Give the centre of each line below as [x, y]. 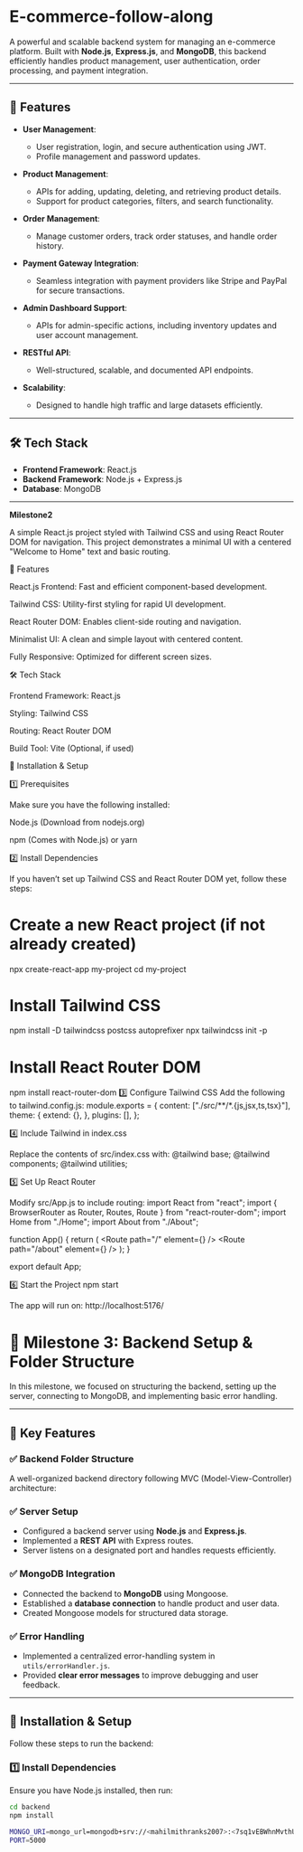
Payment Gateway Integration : [81, 263]
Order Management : [61, 218]
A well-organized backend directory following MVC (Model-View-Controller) [151, 1479]
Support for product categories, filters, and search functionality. [155, 201]
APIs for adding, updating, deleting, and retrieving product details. [159, 191]
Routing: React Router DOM [60, 731]
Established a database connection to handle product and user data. [151, 1603]
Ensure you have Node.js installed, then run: [91, 1791]
